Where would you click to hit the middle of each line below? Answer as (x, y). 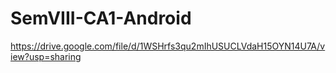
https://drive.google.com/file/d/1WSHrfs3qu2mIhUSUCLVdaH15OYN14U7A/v (168, 46)
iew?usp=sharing (46, 56)
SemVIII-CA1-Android (101, 18)
